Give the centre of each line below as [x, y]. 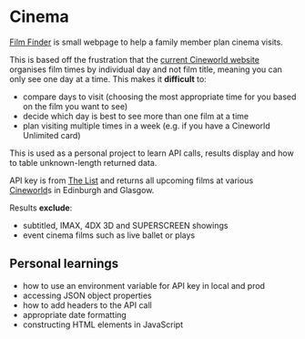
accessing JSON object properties [87, 295]
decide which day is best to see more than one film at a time [135, 116]
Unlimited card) [51, 135]
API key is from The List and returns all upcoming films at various [132, 180]
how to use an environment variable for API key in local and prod [144, 285]
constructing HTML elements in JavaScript [103, 324]
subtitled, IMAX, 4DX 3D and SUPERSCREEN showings [125, 225]
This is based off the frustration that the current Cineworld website [134, 59]
